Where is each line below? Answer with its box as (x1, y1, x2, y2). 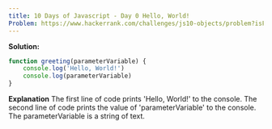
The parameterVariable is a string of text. (8, 111, 146, 121)
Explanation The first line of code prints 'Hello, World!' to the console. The (8, 94, 257, 103)
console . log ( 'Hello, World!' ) (23, 64, 125, 73)
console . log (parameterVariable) (23, 72, 132, 81)
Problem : (8, 19, 38, 27)
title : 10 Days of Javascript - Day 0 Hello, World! (8, 11, 190, 20)
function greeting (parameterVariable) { (8, 57, 147, 65)
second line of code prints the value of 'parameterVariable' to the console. (8, 102, 257, 112)
